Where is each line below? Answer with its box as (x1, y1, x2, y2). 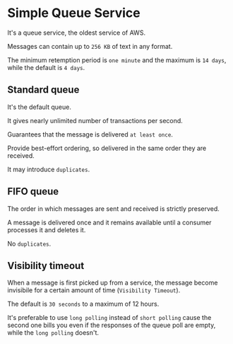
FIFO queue (7, 185, 59, 197)
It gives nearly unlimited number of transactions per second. (7, 116, 184, 125)
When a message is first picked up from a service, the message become (7, 278, 218, 287)
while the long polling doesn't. (7, 328, 100, 337)
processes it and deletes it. (7, 225, 86, 234)
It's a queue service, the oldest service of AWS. (7, 28, 146, 37)
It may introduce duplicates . (7, 165, 90, 173)
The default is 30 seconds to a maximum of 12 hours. (7, 299, 160, 309)
